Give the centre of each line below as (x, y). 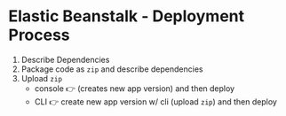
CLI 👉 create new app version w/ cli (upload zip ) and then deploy (155, 101)
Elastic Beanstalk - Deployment (127, 16)
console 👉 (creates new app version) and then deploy (135, 88)
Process (39, 35)
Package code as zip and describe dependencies (112, 69)
